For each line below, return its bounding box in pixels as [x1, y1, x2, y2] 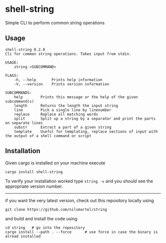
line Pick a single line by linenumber [14, 107, 112, 112]
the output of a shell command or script [5, 133, 92, 139]
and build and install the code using [5, 215, 78, 221]
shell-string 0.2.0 [5, 47, 45, 52]
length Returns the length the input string [14, 103, 119, 108]
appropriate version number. [5, 183, 63, 189]
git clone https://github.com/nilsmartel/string [5, 207, 107, 212]
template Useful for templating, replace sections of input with [14, 129, 158, 134]
